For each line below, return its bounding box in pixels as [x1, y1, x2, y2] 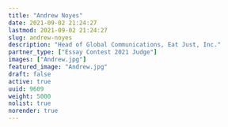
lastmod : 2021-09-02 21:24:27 [8, 26, 108, 34]
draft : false [8, 70, 51, 78]
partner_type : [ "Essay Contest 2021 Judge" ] [8, 48, 158, 56]
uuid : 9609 [8, 84, 44, 93]
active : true [8, 77, 51, 85]
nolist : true [8, 99, 51, 107]
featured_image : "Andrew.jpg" [8, 63, 108, 71]
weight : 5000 [8, 92, 51, 100]
